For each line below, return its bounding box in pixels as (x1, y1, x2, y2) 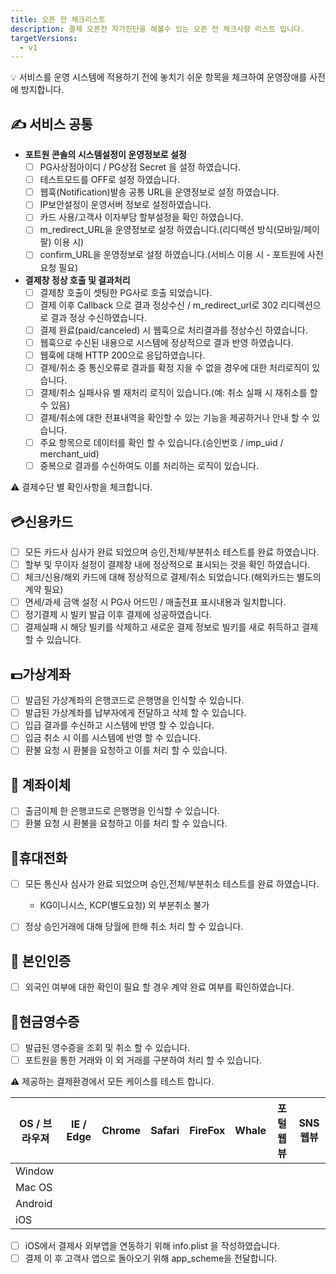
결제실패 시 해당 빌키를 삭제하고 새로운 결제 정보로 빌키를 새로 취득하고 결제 (24, 621, 319, 633)
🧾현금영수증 (10, 1013, 80, 1030)
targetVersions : (10, 33, 78, 43)
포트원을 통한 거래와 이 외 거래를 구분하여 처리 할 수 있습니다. (24, 1054, 263, 1066)
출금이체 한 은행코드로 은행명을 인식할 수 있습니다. (24, 805, 220, 817)
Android (15, 1197, 53, 1211)
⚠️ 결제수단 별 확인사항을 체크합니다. (10, 481, 153, 493)
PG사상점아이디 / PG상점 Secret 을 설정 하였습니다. (39, 161, 242, 173)
